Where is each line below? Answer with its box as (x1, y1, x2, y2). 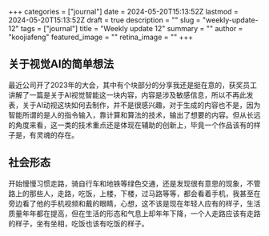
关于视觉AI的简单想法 (8, 58, 114, 71)
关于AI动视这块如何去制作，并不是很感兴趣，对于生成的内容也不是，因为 (22, 100, 261, 110)
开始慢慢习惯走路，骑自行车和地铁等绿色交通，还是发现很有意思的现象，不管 (8, 178, 261, 188)
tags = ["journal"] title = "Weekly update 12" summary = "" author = (20, 24, 243, 33)
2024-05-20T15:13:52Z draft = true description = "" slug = (8, 15, 202, 25)
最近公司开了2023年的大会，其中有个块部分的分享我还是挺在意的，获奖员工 (8, 80, 258, 90)
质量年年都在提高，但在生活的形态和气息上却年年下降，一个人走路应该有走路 (8, 208, 261, 218)
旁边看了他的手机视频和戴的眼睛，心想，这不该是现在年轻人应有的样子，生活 (8, 198, 261, 208)
